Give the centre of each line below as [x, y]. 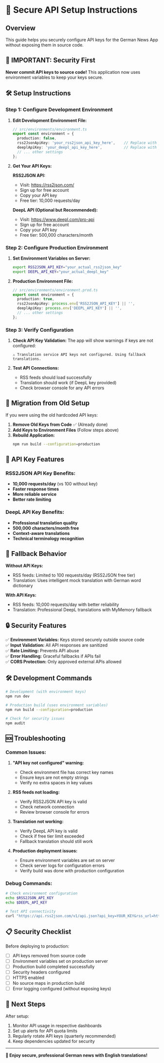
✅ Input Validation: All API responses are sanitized [57, 645]
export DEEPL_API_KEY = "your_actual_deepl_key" [61, 272]
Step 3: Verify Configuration [40, 330]
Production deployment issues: [45, 851]
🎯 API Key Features [35, 459]
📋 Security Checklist [38, 932]
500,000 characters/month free [46, 528]
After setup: [18, 1016]
